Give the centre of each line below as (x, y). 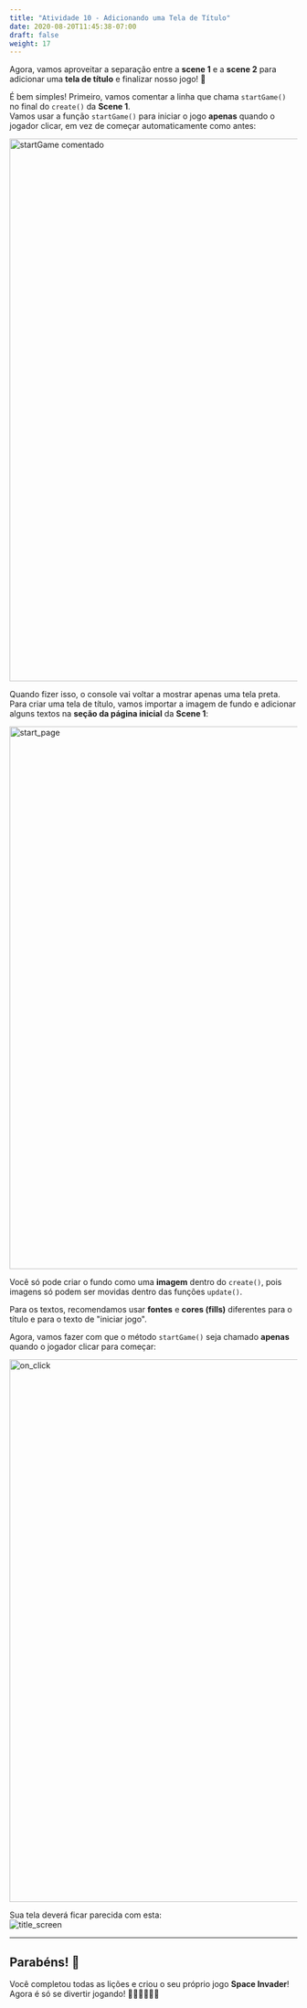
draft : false (34, 35)
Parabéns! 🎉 (45, 1962)
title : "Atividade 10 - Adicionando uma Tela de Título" (120, 18)
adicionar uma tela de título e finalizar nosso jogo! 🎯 (108, 80)
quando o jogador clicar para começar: (83, 1347)
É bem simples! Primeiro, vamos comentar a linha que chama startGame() (148, 97)
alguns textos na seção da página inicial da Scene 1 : (109, 714)
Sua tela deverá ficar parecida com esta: (86, 1915)
